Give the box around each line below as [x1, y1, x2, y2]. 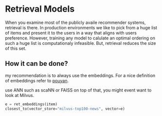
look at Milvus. [5, 92, 35, 98]
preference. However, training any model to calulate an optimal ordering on [5, 35, 156, 41]
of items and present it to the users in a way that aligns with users [5, 30, 137, 36]
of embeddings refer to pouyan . [5, 77, 69, 83]
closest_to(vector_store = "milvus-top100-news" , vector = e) [5, 106, 125, 111]
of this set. [5, 45, 27, 51]
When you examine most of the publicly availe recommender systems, [5, 19, 146, 25]
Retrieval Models [5, 3, 75, 15]
